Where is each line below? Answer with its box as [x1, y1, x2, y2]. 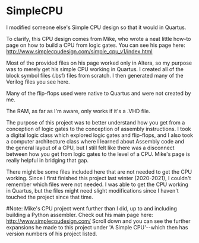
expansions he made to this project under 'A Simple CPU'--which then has [6, 223, 188, 231]
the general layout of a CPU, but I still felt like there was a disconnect [6, 144, 175, 151]
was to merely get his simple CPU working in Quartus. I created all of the [6, 65, 184, 72]
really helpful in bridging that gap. [6, 156, 89, 164]
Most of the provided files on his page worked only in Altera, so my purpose [6, 59, 192, 66]
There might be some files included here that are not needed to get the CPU [6, 168, 192, 175]
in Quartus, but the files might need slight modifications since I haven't [6, 187, 179, 194]
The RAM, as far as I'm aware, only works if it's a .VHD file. [6, 107, 150, 114]
